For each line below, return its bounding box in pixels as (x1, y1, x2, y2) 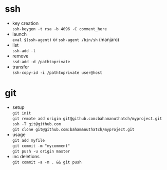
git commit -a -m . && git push (12, 160, 82, 165)
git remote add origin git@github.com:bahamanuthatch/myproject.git (12, 116, 162, 121)
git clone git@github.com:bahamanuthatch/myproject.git (12, 127, 135, 132)
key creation (12, 20, 39, 26)
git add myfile (12, 138, 45, 143)
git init (12, 110, 31, 116)
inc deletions (12, 153, 40, 159)
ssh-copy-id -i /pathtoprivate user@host (12, 70, 102, 75)
